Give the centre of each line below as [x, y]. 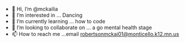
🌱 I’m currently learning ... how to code [58, 21]
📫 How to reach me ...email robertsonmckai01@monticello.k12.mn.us [95, 34]
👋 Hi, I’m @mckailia [35, 9]
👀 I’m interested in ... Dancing [47, 15]
